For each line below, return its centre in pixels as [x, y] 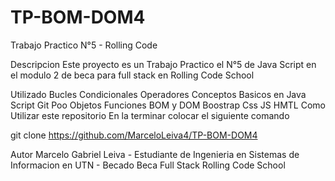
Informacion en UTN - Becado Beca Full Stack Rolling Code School [148, 165]
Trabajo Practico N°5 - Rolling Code [84, 45]
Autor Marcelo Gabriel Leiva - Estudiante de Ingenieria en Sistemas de [155, 154]
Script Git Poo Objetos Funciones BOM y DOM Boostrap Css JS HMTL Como [168, 105]
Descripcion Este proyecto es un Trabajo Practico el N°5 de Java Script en [163, 64]
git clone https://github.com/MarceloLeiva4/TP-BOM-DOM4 [134, 135]
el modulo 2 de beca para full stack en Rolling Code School [132, 75]
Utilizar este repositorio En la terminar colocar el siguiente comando [150, 115]
